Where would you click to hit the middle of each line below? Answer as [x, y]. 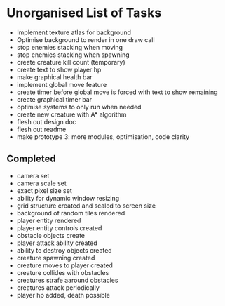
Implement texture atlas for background [74, 32]
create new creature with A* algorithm [71, 114]
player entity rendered [49, 220]
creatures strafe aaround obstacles [67, 280]
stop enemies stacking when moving [70, 47]
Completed [32, 159]
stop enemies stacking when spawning [73, 55]
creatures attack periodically [58, 287]
